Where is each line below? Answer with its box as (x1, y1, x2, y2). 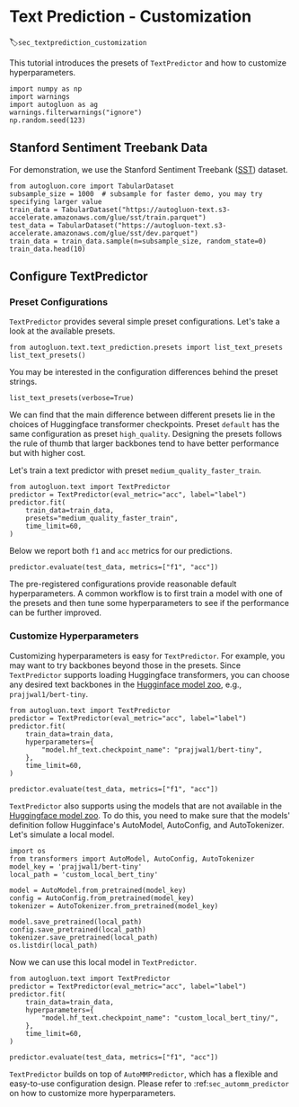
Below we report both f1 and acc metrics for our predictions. (9, 546, 233, 557)
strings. (9, 376, 38, 388)
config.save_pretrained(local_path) (9, 924, 146, 934)
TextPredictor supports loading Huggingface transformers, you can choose (9, 669, 290, 680)
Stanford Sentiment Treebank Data (9, 140, 208, 156)
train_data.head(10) (9, 245, 87, 254)
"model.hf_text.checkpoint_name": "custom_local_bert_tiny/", (41, 1013, 279, 1022)
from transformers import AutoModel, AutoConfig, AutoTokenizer (9, 854, 255, 863)
